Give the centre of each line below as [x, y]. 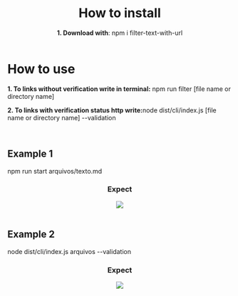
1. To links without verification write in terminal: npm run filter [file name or [119, 89]
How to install [120, 13]
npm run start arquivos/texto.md [55, 171]
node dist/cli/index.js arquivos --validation [69, 251]
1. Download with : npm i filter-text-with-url [120, 33]
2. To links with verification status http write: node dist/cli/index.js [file [112, 110]
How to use [41, 69]
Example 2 [31, 234]
